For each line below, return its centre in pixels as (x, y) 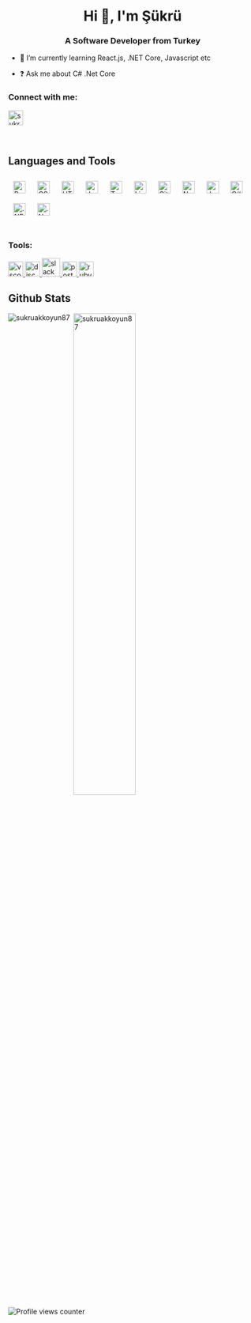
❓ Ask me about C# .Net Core (67, 73)
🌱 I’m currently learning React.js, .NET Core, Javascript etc (115, 58)
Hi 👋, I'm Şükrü (133, 16)
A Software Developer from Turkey (133, 41)
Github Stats (39, 298)
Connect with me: (43, 97)
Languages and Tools (62, 161)
